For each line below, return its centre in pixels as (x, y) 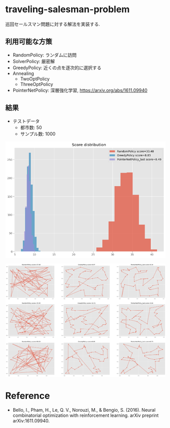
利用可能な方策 (29, 42)
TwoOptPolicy (35, 79)
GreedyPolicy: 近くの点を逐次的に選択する (57, 68)
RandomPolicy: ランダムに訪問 (45, 55)
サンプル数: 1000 (38, 134)
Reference (27, 396)
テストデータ (26, 121)
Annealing (23, 73)
